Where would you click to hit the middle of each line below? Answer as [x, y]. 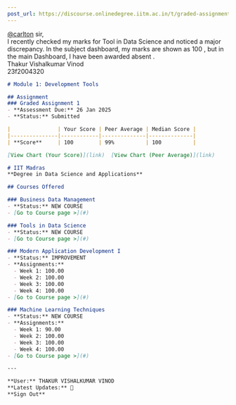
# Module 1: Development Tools [53, 84]
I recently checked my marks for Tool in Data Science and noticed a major [114, 41]
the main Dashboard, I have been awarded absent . [81, 56]
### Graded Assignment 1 [44, 104]
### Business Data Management [52, 200]
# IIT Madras [26, 168]
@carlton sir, [26, 34]
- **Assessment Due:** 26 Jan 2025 [59, 110]
